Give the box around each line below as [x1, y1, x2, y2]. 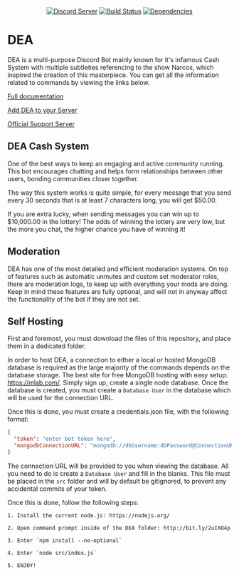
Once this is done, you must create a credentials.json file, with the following [7, 407, 229, 416]
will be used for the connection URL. [7, 394, 114, 402]
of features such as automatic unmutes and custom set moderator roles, [7, 272, 219, 280]
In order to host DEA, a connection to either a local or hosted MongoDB [7, 356, 216, 365]
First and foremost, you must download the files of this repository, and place [7, 335, 231, 343]
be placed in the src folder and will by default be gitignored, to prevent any [7, 477, 227, 485]
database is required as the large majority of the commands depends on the [7, 363, 230, 372]
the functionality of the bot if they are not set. [7, 295, 140, 303]
